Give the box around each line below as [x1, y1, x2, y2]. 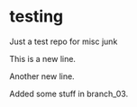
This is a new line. [9, 53, 77, 64]
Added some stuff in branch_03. [9, 88, 129, 99]
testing [9, 6, 64, 27]
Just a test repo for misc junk [9, 36, 118, 47]
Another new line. [9, 70, 75, 82]
